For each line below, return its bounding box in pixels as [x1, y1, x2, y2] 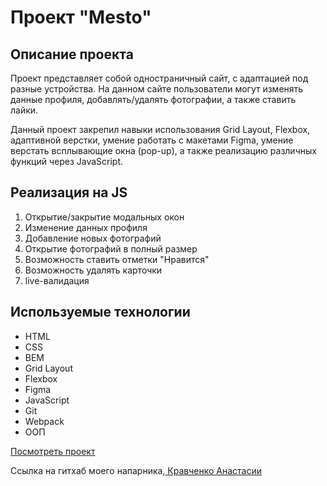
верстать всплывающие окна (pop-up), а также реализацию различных [10, 145, 317, 156]
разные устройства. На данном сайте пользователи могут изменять [10, 83, 304, 95]
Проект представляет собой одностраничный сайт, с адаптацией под [10, 72, 309, 84]
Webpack [24, 415, 65, 427]
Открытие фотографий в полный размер [24, 242, 198, 255]
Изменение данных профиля [24, 221, 148, 233]
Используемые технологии [10, 304, 191, 321]
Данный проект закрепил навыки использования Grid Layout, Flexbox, [10, 124, 311, 135]
